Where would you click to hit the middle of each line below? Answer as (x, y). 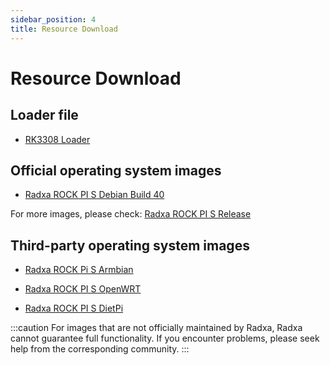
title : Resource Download (64, 29)
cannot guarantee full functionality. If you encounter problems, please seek (165, 338)
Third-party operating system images (130, 245)
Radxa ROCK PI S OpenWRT (83, 289)
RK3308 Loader (57, 139)
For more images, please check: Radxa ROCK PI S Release (131, 214)
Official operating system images (116, 170)
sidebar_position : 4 (53, 19)
